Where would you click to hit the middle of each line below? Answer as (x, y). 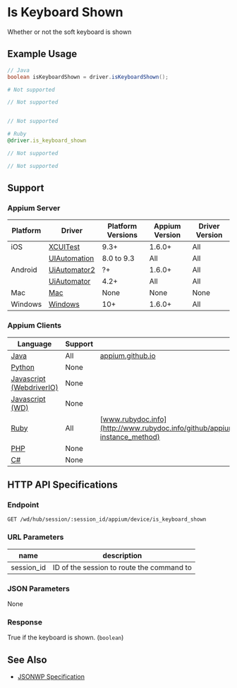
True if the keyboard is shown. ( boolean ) (66, 638)
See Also (27, 659)
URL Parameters (36, 537)
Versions (122, 235)
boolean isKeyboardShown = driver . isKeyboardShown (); (88, 77)
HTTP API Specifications (63, 485)
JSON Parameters (39, 589)
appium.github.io (128, 356)
